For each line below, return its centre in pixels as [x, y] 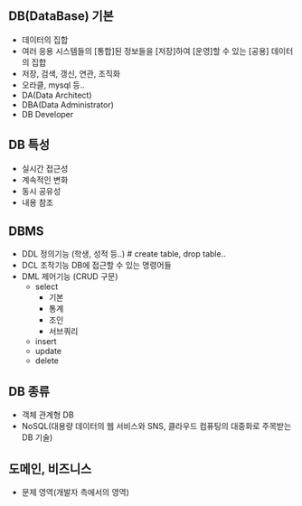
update [48, 351]
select [47, 286]
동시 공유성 [41, 191]
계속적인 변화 [45, 180]
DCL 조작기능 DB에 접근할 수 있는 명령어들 [97, 266]
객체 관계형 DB [47, 415]
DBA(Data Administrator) [68, 104]
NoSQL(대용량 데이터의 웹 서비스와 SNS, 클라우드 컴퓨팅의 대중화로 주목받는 [156, 426]
